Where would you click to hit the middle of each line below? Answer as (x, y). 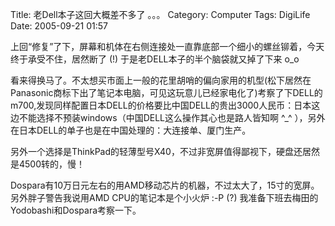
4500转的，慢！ (52, 164)
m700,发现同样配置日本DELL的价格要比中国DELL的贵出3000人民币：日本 (161, 105)
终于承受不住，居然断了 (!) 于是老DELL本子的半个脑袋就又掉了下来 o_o (155, 59)
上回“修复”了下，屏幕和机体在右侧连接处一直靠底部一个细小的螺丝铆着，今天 (167, 46)
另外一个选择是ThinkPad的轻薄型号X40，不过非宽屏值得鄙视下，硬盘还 (156, 151)
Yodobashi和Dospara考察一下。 (76, 210)
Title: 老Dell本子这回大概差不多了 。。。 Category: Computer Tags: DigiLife (160, 14)
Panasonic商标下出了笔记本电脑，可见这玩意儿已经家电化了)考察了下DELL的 (166, 92)
